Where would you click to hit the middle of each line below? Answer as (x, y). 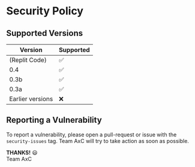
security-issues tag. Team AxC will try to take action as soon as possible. (97, 141)
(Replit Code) (28, 60)
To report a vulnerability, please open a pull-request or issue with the (91, 134)
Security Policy (45, 11)
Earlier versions (31, 99)
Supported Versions (44, 33)
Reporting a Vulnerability (54, 120)
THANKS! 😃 (22, 152)
